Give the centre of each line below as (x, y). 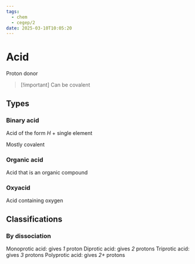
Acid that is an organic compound (47, 173)
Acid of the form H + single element (49, 133)
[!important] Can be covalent (55, 85)
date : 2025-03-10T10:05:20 (39, 28)
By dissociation (28, 236)
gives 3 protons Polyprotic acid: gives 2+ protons (65, 255)
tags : (13, 11)
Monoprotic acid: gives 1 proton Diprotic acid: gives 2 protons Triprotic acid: (98, 249)
